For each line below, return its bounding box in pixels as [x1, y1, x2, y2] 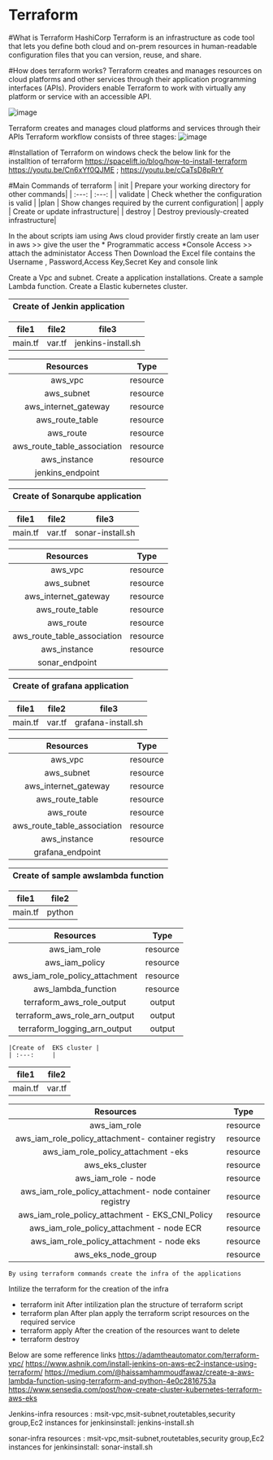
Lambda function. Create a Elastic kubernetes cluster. [8, 281, 188, 291]
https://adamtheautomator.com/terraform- [117, 1349, 260, 1360]
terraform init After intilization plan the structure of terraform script [19, 1300, 244, 1309]
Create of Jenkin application [12, 300, 125, 312]
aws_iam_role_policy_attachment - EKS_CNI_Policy [18, 1209, 214, 1220]
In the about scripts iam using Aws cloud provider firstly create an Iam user [8, 230, 260, 241]
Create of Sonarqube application [12, 490, 142, 501]
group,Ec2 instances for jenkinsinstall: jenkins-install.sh [8, 1418, 195, 1427]
